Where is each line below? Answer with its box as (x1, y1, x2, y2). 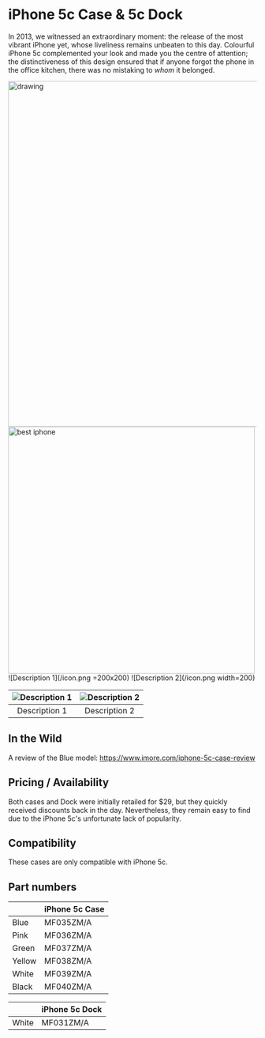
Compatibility (8, 836, 77, 850)
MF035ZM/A (44, 917, 92, 928)
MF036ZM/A (44, 930, 92, 941)
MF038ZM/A (44, 956, 92, 967)
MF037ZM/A (44, 942, 92, 953)
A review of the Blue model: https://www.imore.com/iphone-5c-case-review (8, 753, 256, 762)
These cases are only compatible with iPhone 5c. (8, 857, 168, 867)
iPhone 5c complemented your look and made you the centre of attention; (8, 48, 248, 58)
